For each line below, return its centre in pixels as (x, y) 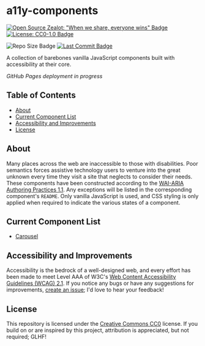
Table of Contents (41, 95)
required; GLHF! (27, 337)
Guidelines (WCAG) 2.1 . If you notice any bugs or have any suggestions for (100, 283)
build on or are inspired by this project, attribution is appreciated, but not (98, 330)
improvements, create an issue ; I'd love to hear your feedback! (85, 290)
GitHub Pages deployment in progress (54, 76)
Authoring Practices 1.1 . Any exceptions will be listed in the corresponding (99, 190)
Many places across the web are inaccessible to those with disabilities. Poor (102, 163)
